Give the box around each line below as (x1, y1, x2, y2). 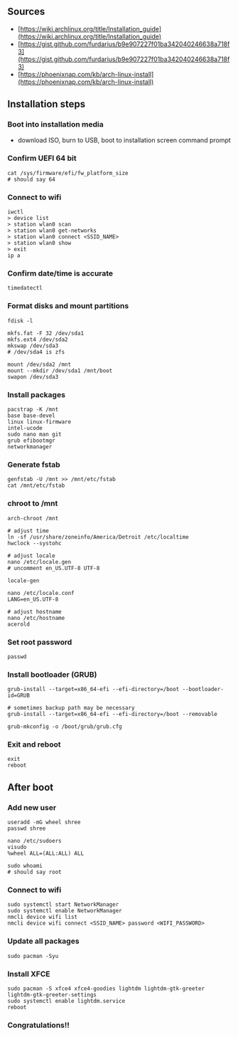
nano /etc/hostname (7, 614, 65, 621)
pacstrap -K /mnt (7, 406, 59, 413)
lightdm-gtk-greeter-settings (7, 991, 97, 999)
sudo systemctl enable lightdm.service (7, 998, 126, 1005)
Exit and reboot (7, 739, 61, 749)
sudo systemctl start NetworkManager (7, 901, 119, 908)
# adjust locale (7, 552, 55, 559)
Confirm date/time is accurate (7, 268, 114, 278)
